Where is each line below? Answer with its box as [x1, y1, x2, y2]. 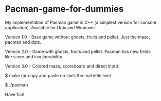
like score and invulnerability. [5, 53, 64, 59]
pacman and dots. [5, 39, 41, 45]
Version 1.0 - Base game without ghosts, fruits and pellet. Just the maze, [5, 34, 150, 40]
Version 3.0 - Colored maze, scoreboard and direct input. [5, 63, 120, 69]
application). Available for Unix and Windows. [5, 24, 96, 30]
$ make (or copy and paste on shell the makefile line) [5, 72, 111, 78]
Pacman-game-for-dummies [5, 3, 124, 15]
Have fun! [5, 91, 25, 97]
